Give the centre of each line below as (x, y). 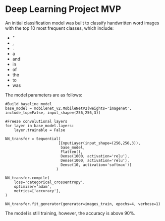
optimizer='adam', (33, 186)
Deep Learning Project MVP (63, 9)
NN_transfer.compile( (27, 178)
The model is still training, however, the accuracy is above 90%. (70, 213)
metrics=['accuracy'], (37, 191)
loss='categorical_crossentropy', (50, 182)
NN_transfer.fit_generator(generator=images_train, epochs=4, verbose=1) (83, 204)
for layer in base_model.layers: (40, 126)
